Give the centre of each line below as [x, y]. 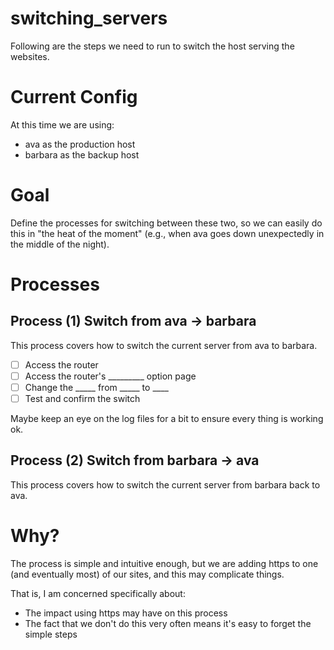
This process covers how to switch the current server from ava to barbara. [164, 345]
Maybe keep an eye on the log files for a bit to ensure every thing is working [167, 419]
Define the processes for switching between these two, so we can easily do [166, 223]
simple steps [51, 634]
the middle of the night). [60, 244]
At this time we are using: [62, 124]
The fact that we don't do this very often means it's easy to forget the [168, 623]
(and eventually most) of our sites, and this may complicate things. [147, 574]
